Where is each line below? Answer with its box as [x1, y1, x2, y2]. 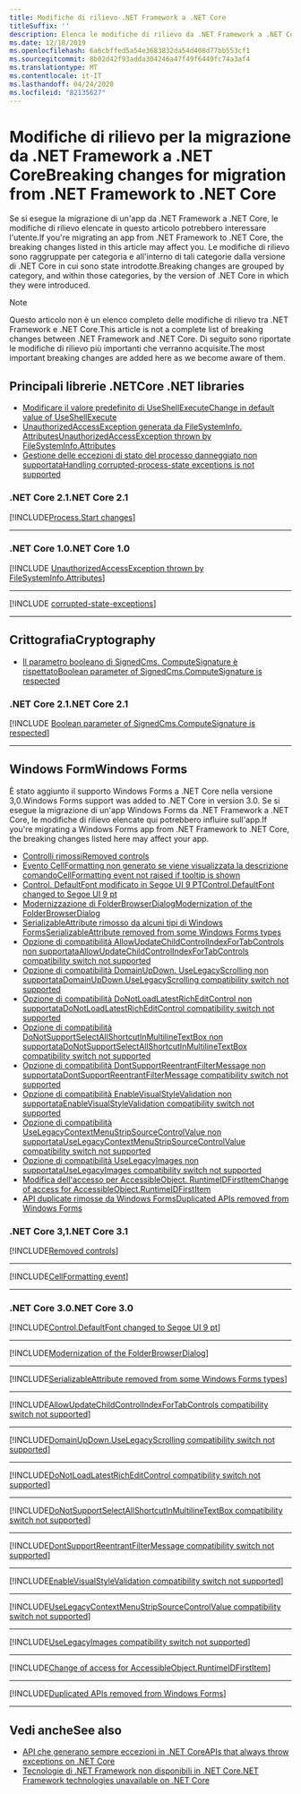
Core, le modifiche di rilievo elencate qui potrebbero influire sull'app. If [9, 814, 267, 825]
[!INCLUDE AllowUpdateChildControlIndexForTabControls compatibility [9, 1399, 269, 1411]
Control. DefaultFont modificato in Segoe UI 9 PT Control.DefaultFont [21, 879, 275, 889]
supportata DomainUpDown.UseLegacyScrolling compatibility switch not [21, 974, 289, 985]
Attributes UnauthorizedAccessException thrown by [21, 431, 212, 442]
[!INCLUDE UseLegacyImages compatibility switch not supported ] [9, 1636, 251, 1648]
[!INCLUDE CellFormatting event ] [9, 1271, 129, 1282]
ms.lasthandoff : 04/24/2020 [9, 80, 115, 89]
